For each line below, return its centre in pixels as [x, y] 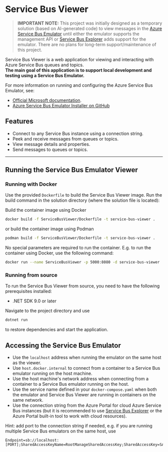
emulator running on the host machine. [52, 373]
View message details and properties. [51, 144]
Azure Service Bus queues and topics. [44, 65]
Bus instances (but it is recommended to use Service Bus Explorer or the [87, 411]
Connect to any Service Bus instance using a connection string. [78, 133]
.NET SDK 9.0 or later [34, 301]
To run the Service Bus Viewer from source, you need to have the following [82, 286]
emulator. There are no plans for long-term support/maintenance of [87, 44]
